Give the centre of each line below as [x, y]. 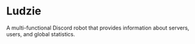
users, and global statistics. [41, 34]
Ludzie [24, 11]
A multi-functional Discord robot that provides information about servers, [98, 28]
